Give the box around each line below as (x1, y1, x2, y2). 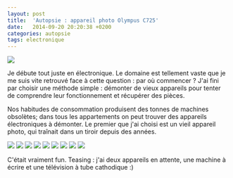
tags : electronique (7, 37, 65, 44)
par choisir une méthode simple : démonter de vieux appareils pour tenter (7, 84, 221, 92)
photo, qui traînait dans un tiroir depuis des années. (7, 127, 157, 136)
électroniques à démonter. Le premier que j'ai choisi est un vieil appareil (7, 120, 216, 129)
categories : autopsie (7, 30, 71, 37)
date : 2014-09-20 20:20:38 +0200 (7, 23, 112, 30)
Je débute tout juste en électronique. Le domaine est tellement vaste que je (7, 69, 226, 77)
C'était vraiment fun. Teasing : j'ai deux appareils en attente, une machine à (7, 155, 227, 164)
